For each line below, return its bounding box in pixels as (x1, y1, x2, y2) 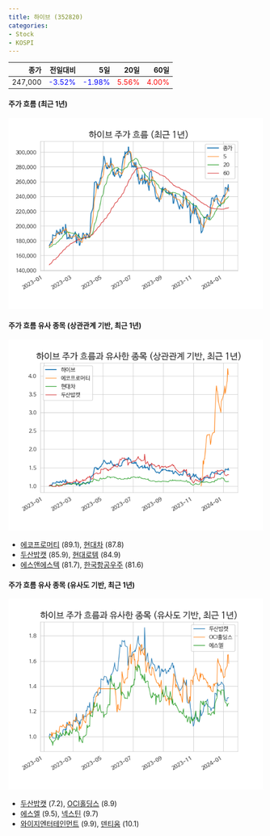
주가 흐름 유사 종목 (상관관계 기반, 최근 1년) (8, 321, 142, 330)
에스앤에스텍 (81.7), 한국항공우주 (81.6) (19, 560, 144, 569)
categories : (8, 21, 49, 30)
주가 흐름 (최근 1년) (8, 99, 68, 109)
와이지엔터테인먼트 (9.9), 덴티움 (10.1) (19, 819, 140, 829)
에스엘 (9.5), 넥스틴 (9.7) (19, 809, 99, 819)
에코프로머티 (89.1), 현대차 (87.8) (19, 540, 124, 549)
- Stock (8, 30, 35, 38)
